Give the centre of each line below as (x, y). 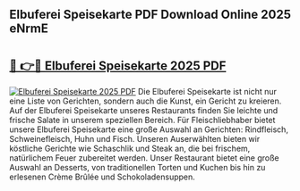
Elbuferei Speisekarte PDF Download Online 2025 (150, 15)
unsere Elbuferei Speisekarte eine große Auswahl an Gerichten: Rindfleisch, (149, 129)
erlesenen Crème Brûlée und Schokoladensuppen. (102, 177)
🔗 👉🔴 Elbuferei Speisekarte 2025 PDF (118, 66)
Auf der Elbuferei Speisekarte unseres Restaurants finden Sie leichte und (144, 110)
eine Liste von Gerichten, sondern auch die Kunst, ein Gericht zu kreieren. (146, 101)
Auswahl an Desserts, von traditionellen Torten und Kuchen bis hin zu (137, 167)
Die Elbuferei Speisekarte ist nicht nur (207, 91)
